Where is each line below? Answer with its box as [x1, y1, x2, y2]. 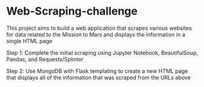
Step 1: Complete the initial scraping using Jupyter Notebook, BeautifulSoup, [6, 49, 199, 56]
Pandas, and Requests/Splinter [6, 55, 84, 63]
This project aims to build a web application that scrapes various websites [6, 24, 192, 32]
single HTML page [6, 37, 53, 44]
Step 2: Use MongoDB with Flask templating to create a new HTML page [6, 67, 188, 74]
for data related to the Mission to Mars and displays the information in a [6, 30, 186, 38]
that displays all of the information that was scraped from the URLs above [6, 74, 191, 81]
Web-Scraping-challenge [6, 4, 138, 18]
